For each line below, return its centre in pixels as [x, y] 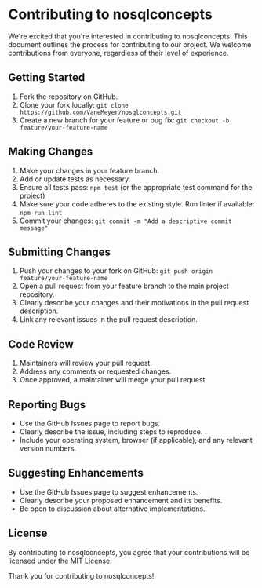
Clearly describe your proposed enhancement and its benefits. [121, 500]
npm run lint [41, 213]
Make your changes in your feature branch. [89, 170]
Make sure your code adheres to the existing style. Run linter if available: [137, 204]
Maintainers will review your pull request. [86, 363]
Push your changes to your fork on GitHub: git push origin [116, 271]
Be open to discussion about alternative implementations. [112, 509]
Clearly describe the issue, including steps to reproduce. [111, 432]
